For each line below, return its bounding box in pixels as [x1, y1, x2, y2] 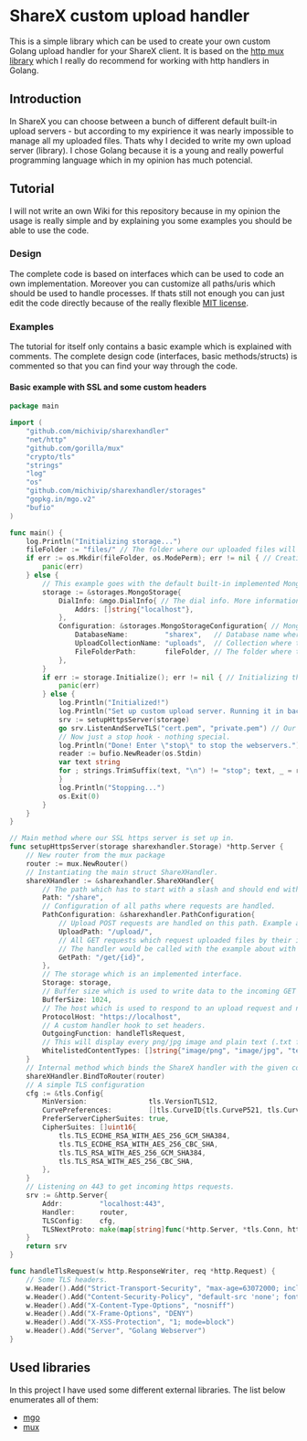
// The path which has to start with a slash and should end [42, 884, 281, 894]
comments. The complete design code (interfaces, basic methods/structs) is [9, 351, 298, 362]
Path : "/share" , [42, 893, 104, 902]
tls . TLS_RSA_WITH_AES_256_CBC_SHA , [58, 1157, 195, 1166]
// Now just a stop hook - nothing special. [58, 732, 231, 742]
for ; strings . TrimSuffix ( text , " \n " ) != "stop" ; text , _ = [58, 766, 292, 775]
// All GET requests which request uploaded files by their [58, 935, 292, 945]
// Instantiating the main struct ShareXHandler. [26, 868, 219, 877]
